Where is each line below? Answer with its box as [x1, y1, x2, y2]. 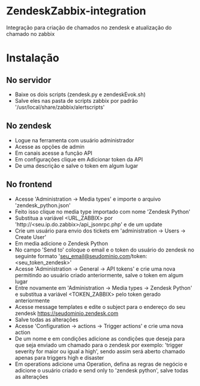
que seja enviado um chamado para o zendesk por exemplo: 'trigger [14, 341, 183, 348]
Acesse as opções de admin [14, 143, 85, 150]
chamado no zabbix [6, 30, 55, 37]
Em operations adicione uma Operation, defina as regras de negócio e [14, 360, 187, 367]
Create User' [14, 233, 47, 240]
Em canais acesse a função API [14, 149, 93, 157]
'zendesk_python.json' [14, 201, 71, 209]
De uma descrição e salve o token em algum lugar [14, 162, 139, 169]
